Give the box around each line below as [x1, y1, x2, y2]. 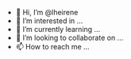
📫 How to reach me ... [15, 42, 90, 51]
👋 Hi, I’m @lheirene [15, 8, 79, 17]
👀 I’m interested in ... [15, 16, 83, 26]
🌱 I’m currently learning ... [15, 25, 101, 33]
